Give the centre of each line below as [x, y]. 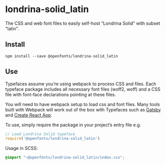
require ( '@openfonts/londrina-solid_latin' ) [53, 139]
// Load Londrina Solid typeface [40, 134]
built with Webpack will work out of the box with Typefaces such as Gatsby [83, 109]
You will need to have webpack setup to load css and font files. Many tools [82, 104]
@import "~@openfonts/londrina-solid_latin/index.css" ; [65, 157]
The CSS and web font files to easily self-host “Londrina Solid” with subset [83, 23]
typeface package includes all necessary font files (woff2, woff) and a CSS [83, 89]
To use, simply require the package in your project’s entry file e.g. [73, 125]
